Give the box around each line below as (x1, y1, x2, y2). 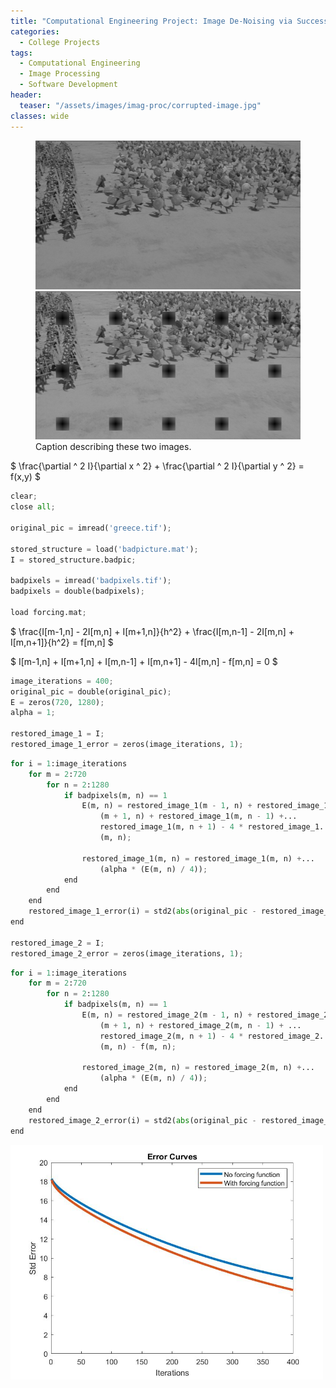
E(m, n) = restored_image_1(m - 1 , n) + (81, 801, 253, 811)
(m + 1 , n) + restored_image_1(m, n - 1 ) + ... (99, 811, 298, 822)
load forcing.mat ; (10, 607, 87, 617)
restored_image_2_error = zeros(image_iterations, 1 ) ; (10, 948, 244, 959)
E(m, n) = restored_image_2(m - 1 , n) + (81, 1010, 253, 1020)
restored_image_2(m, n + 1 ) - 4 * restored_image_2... (99, 1031, 333, 1041)
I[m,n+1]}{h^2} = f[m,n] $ (10, 636, 114, 648)
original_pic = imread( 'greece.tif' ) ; (10, 523, 172, 533)
